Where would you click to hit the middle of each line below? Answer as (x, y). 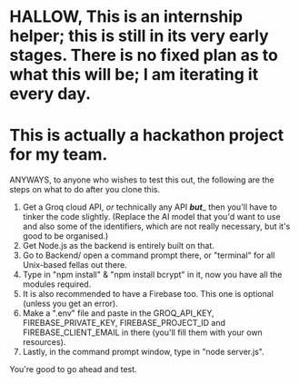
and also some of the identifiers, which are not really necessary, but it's (156, 226)
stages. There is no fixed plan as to (144, 55)
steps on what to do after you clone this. (85, 190)
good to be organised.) (65, 236)
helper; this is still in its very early (140, 36)
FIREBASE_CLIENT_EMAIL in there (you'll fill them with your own (143, 332)
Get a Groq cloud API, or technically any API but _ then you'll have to (149, 207)
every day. (50, 94)
